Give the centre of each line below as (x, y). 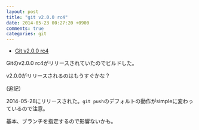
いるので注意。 (30, 109)
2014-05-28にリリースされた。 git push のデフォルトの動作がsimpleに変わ (97, 101)
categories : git (26, 34)
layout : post (22, 12)
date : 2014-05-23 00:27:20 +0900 (48, 23)
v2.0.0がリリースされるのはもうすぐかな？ (58, 76)
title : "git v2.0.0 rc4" (37, 17)
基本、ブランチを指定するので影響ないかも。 (61, 121)
